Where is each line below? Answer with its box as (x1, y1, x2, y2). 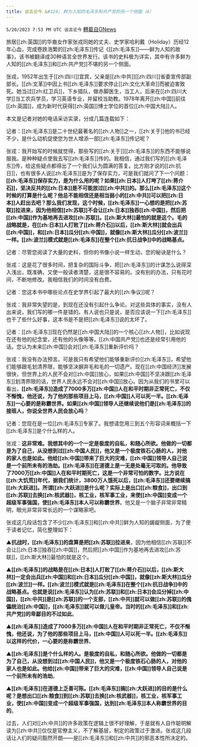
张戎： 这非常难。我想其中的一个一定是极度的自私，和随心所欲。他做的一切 (6, 439, 187, 446)
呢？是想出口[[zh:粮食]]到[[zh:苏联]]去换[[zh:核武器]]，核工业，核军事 (6, 692, 177, 699)
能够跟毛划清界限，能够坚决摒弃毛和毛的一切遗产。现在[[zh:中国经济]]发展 (11, 363, 192, 370)
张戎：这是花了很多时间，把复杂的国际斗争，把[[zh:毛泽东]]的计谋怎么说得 (6, 261, 187, 268)
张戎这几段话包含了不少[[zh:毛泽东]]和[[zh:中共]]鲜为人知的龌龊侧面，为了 (6, 518, 186, 526)
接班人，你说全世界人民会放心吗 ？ (6, 407, 89, 414)
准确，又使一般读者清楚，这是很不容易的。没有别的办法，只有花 (31, 268, 187, 275)
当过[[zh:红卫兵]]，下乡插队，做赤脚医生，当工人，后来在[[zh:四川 (21, 87, 182, 94)
